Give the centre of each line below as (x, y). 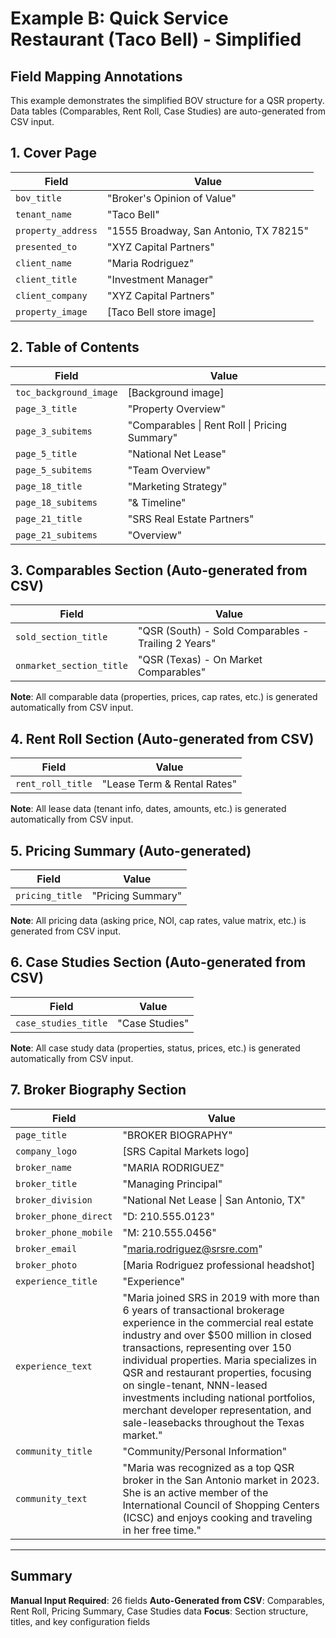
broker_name (44, 1167)
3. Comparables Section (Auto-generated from (159, 570)
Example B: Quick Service (119, 18)
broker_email (46, 1248)
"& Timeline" (157, 502)
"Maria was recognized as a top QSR (208, 1467)
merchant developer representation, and (217, 1410)
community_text (51, 1498)
